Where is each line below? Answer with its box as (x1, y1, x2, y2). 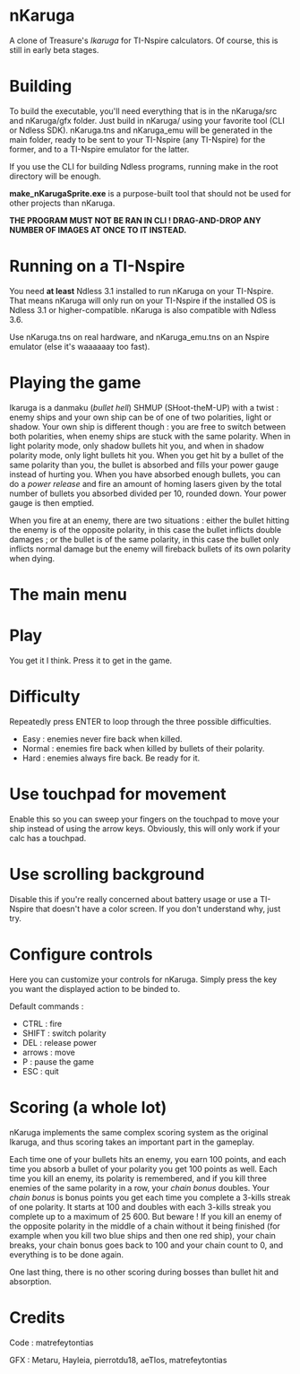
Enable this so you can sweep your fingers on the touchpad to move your (9, 813, 279, 824)
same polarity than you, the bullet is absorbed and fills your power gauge (9, 459, 279, 470)
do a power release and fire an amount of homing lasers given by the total (9, 478, 282, 489)
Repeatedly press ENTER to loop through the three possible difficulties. (9, 716, 271, 726)
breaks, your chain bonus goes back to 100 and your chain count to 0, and (9, 1239, 284, 1250)
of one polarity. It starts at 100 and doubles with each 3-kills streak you (9, 1201, 271, 1212)
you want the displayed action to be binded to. (9, 983, 181, 994)
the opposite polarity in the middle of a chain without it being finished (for (9, 1221, 280, 1231)
